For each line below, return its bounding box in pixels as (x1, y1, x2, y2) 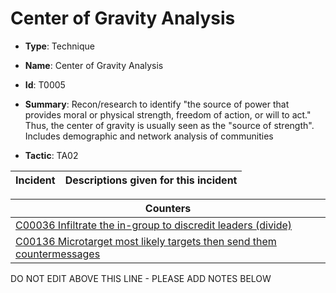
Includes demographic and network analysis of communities (24, 130, 274, 142)
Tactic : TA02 (24, 149, 79, 161)
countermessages (15, 247, 101, 261)
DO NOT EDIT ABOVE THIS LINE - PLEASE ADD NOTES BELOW (10, 272, 272, 284)
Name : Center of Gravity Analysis (24, 59, 164, 71)
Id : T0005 (24, 78, 66, 91)
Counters (144, 201, 192, 215)
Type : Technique (24, 40, 95, 52)
